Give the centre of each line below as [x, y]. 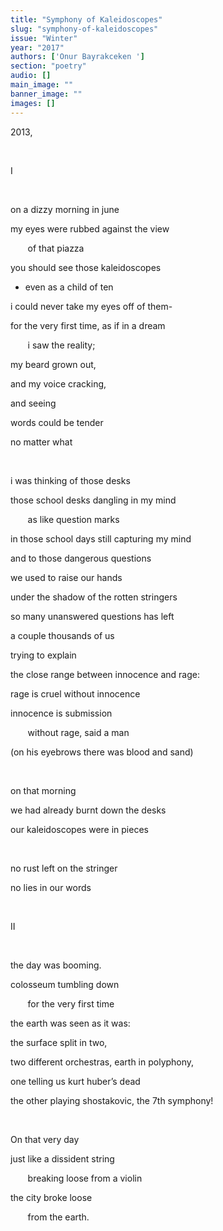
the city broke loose [51, 1197]
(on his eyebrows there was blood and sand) [102, 752]
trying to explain [43, 655]
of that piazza [56, 248]
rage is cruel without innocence [75, 693]
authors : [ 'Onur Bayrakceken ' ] [77, 57]
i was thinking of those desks [70, 480]
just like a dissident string [62, 1158]
